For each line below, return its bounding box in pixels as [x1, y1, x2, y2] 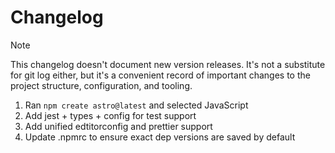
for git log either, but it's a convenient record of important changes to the [10, 69, 311, 81]
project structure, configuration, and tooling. [10, 79, 193, 91]
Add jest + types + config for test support [24, 109, 197, 121]
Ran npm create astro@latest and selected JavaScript [24, 99, 249, 111]
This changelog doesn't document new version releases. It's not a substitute [10, 58, 326, 70]
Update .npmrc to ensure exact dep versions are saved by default [24, 131, 296, 143]
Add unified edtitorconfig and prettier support [24, 120, 213, 132]
